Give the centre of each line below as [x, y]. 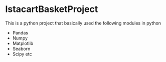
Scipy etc [22, 54]
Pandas [20, 32]
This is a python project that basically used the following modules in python [83, 23]
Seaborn [21, 48]
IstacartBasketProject [52, 9]
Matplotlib [23, 43]
